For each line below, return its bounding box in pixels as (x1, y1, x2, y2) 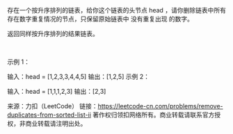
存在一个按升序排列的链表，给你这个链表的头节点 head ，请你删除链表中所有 (7, 6, 226, 14)
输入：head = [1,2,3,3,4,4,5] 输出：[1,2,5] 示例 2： (7, 72, 150, 81)
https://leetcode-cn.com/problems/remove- (97, 102, 223, 110)
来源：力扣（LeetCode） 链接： (7, 102, 99, 110)
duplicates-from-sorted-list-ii (7, 110, 92, 119)
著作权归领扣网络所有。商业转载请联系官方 (93, 110, 215, 119)
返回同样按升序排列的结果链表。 (7, 30, 99, 37)
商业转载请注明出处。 (25, 119, 87, 127)
